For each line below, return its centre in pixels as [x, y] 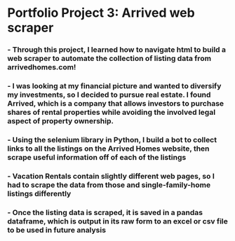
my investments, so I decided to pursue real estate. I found [109, 95]
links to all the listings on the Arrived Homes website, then [108, 149]
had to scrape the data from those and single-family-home [109, 185]
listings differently [39, 193]
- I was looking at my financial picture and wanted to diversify [114, 86]
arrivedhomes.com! [42, 67]
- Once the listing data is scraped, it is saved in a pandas [105, 212]
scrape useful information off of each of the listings [97, 157]
